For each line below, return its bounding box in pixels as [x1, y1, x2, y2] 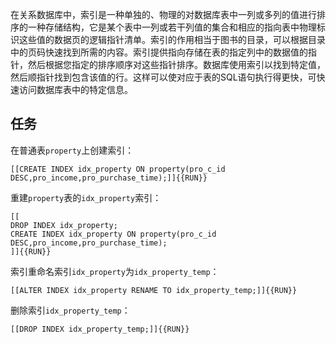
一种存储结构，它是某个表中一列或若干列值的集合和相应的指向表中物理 [27, 21, 317, 33]
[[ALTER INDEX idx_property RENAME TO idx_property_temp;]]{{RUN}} [10, 285, 298, 295]
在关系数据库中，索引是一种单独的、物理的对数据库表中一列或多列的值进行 [10, 9, 317, 20]
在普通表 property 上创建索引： [10, 144, 135, 156]
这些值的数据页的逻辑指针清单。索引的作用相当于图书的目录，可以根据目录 [18, 34, 326, 45]
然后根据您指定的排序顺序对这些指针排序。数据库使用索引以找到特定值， [27, 59, 326, 70]
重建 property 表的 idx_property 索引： [10, 191, 162, 203]
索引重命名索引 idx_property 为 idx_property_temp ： [10, 265, 220, 277]
